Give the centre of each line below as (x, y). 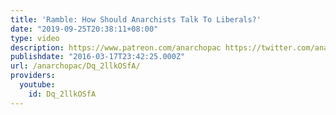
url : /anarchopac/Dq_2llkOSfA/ (75, 66)
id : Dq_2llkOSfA (62, 94)
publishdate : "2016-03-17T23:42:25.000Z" (98, 57)
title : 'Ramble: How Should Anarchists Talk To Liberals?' (136, 19)
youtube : (37, 85)
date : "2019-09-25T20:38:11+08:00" (84, 29)
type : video (35, 38)
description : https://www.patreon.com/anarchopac (116, 47)
